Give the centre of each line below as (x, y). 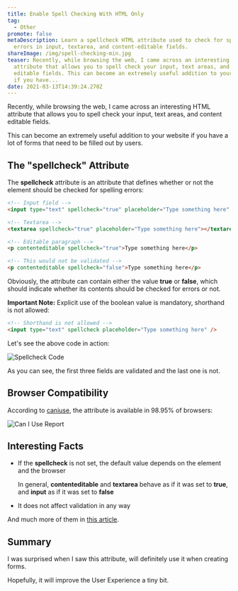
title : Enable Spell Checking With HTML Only (75, 14)
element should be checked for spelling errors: (75, 190)
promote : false (30, 34)
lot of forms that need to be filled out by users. (75, 143)
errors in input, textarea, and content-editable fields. (101, 47)
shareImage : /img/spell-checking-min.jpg (69, 54)
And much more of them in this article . (63, 519)
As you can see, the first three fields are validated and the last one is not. (114, 370)
